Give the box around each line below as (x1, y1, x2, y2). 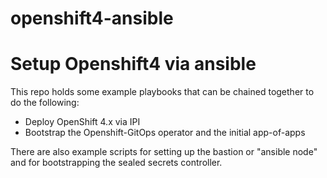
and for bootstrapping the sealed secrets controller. (10, 157, 223, 169)
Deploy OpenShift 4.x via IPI (24, 116, 141, 128)
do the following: (10, 97, 80, 109)
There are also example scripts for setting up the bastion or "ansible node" (10, 146, 318, 158)
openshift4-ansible (10, 7, 174, 30)
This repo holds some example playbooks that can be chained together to (10, 86, 315, 98)
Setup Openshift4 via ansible (10, 53, 257, 76)
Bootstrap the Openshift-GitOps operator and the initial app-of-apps (24, 127, 306, 139)
